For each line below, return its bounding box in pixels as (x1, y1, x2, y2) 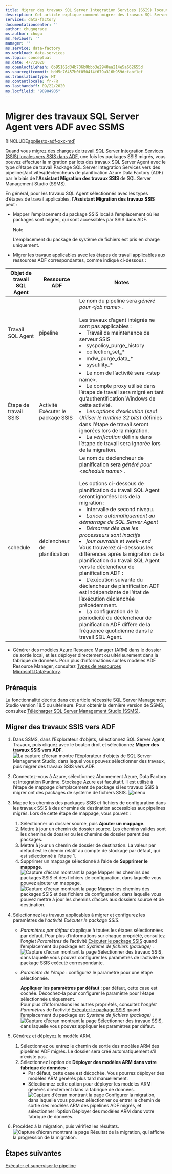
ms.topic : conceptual (5, 55, 52, 60)
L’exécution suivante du (86, 576, 143, 583)
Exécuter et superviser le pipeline (5, 1162, 76, 1169)
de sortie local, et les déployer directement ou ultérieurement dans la (12, 652, 159, 658)
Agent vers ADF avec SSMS (5, 121, 125, 133)
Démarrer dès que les (86, 525, 139, 532)
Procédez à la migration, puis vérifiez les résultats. (12, 1123, 119, 1129)
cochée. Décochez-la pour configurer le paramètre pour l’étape (20, 990, 155, 996)
